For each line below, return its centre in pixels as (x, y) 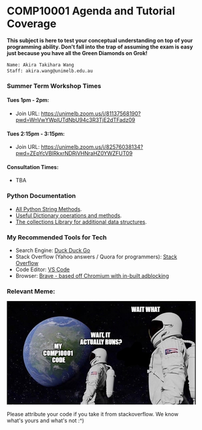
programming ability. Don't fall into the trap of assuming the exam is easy (100, 47)
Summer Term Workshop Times (54, 86)
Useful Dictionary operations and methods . (69, 215)
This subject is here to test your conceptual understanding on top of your (100, 40)
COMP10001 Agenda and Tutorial (91, 11)
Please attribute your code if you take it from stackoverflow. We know (93, 414)
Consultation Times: (33, 167)
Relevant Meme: (31, 291)
